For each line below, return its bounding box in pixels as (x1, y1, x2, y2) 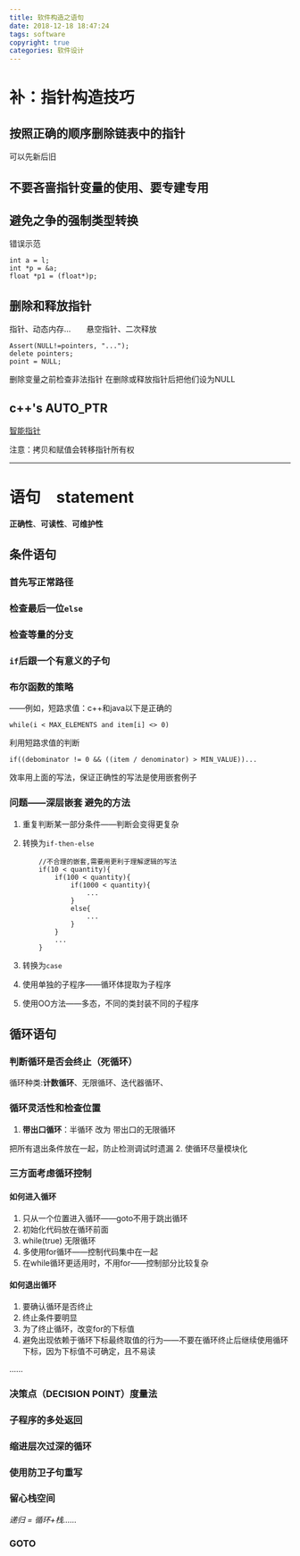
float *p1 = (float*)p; (9, 272, 98, 281)
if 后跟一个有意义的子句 (9, 654, 111, 666)
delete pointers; (9, 349, 74, 358)
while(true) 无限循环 (21, 1234, 96, 1246)
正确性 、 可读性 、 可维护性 (9, 518, 104, 529)
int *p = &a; (9, 264, 58, 273)
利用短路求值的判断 (9, 738, 80, 749)
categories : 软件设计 (9, 46, 85, 55)
